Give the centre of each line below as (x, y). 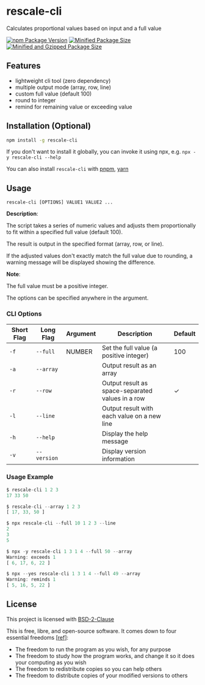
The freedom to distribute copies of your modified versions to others (101, 675)
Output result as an (129, 365)
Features (23, 66)
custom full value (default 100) (53, 94)
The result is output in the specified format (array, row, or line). (85, 244)
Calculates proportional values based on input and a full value (84, 28)
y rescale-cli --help (34, 157)
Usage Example (30, 477)
